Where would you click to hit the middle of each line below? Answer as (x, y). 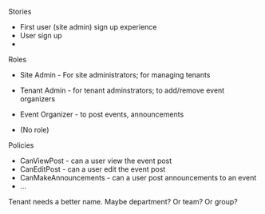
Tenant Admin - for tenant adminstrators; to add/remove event (122, 90)
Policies (21, 145)
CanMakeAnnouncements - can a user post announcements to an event (138, 178)
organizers (38, 99)
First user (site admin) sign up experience (88, 27)
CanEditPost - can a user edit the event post (93, 169)
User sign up (41, 36)
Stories (20, 12)
